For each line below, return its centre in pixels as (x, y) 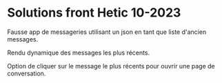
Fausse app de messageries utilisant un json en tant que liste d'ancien (107, 32)
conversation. (27, 73)
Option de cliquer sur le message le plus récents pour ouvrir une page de (111, 66)
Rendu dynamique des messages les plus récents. (79, 53)
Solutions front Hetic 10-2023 (94, 13)
